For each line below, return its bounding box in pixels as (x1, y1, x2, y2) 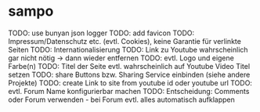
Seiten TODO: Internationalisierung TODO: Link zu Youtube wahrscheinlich (8, 45, 248, 54)
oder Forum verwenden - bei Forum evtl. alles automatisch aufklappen (8, 95, 235, 104)
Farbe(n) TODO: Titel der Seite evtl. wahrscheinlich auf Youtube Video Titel (8, 61, 251, 70)
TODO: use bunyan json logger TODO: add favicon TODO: (8, 28, 195, 38)
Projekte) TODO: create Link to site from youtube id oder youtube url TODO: (8, 78, 253, 88)
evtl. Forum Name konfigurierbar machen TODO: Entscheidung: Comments (8, 86, 250, 96)
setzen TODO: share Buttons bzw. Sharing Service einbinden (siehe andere (8, 70, 251, 79)
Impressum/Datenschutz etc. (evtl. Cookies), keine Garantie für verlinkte (8, 36, 241, 45)
